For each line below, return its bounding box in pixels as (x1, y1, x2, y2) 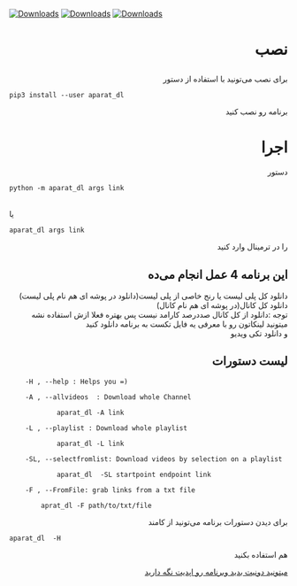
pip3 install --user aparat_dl (9, 91, 125, 100)
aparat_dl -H (9, 534, 62, 543)
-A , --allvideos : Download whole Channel (25, 392, 192, 402)
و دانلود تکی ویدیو (230, 328, 288, 338)
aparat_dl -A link (56, 408, 125, 417)
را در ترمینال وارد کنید (217, 242, 288, 252)
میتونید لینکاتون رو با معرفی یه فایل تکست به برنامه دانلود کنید (85, 319, 288, 329)
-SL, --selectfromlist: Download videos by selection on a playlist (25, 454, 283, 464)
